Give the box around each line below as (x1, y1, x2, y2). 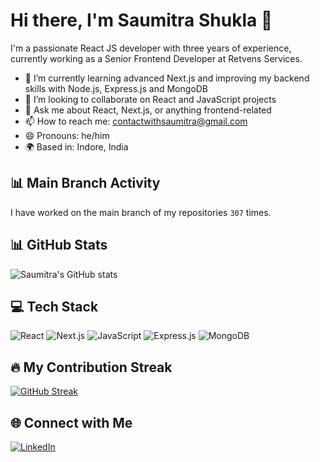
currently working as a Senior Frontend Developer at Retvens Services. (10, 52, 303, 64)
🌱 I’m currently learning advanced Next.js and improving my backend (24, 72, 310, 84)
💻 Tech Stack (10, 298, 99, 315)
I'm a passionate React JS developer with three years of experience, (10, 42, 292, 54)
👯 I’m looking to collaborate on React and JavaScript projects (24, 93, 277, 105)
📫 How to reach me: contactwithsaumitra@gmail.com (24, 115, 248, 127)
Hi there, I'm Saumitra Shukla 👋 (10, 9, 273, 32)
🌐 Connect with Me (10, 414, 133, 431)
